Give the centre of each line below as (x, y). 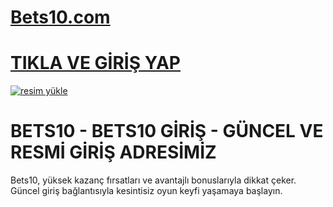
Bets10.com (60, 17)
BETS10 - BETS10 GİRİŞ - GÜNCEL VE (167, 131)
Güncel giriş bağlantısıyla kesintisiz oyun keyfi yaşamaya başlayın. (146, 191)
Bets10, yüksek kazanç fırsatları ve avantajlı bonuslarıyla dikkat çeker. (153, 180)
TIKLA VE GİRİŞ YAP (96, 63)
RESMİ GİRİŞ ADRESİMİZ (113, 152)
